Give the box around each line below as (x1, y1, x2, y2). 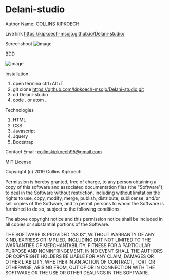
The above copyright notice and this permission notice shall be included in (5, 216, 163, 222)
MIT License (5, 159, 32, 165)
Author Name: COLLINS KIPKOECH (5, 21, 80, 27)
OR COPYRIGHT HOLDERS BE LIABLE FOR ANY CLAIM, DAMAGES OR (5, 253, 154, 259)
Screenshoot (5, 40, 32, 47)
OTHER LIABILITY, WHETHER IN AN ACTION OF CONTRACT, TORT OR (5, 258, 155, 265)
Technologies (5, 107, 34, 113)
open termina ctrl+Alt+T (12, 80, 64, 86)
